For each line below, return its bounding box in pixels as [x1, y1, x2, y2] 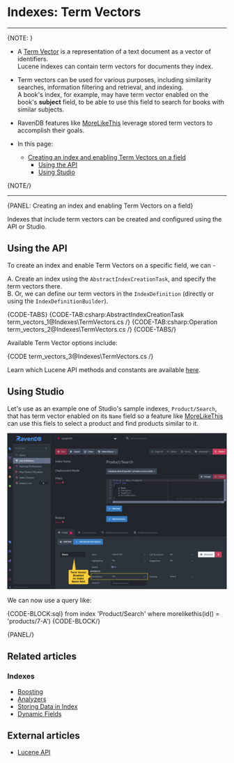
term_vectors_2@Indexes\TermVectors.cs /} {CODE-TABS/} [7, 325, 177, 333]
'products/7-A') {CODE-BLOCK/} [7, 617, 101, 625]
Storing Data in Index [17, 702, 78, 711]
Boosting [17, 687, 43, 695]
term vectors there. [7, 282, 63, 290]
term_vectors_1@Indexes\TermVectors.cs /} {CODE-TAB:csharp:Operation [7, 318, 218, 326]
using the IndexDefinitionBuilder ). [7, 297, 109, 305]
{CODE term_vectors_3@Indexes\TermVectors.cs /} [7, 352, 154, 360]
